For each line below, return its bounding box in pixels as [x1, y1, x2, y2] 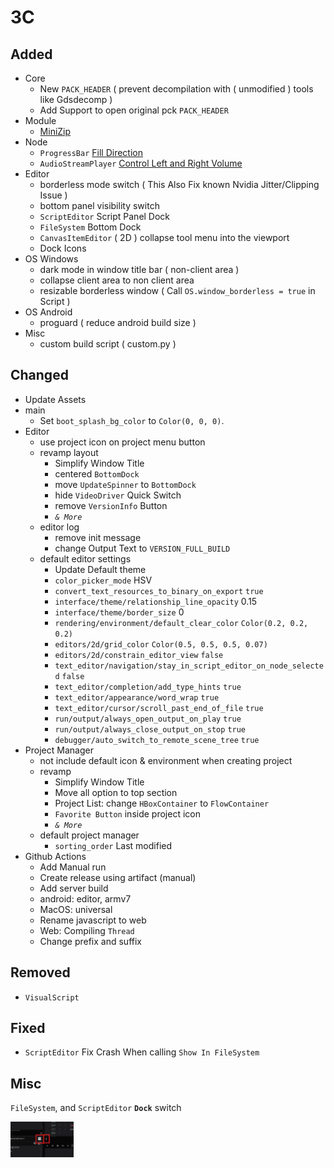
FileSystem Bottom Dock [39, 221, 142, 233]
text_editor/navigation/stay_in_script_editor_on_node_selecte [54, 661, 324, 671]
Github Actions [24, 850, 87, 862]
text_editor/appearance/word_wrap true [54, 692, 220, 703]
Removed [10, 964, 71, 981]
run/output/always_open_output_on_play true [54, 714, 242, 724]
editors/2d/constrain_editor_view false [54, 650, 224, 660]
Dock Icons [39, 242, 87, 254]
